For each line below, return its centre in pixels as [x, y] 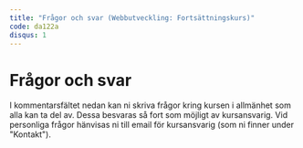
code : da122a [34, 26]
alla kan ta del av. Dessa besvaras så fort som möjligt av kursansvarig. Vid [149, 115]
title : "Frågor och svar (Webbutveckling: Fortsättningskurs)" [132, 18]
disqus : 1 [28, 35]
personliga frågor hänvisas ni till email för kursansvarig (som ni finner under [152, 125]
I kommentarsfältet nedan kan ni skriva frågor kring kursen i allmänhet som [151, 105]
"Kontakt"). [31, 134]
